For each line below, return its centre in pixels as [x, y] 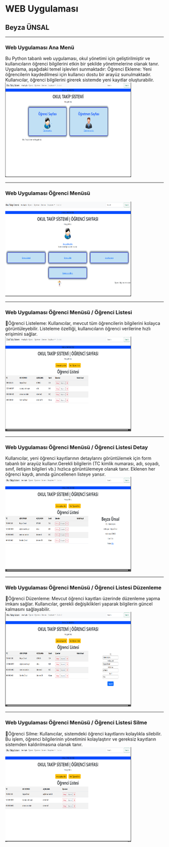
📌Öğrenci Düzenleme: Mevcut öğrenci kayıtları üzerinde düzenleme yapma [83, 599]
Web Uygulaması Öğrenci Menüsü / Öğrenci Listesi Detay [77, 447]
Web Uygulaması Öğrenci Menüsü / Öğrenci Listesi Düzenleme [83, 588]
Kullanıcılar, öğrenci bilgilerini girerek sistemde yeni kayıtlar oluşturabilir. [80, 80]
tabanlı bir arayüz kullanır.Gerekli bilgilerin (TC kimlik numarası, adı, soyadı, [82, 464]
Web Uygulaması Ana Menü [40, 47]
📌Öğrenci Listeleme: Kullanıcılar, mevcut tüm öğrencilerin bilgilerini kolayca [83, 323]
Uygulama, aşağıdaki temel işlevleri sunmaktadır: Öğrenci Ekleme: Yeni [78, 69]
